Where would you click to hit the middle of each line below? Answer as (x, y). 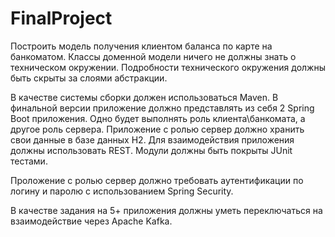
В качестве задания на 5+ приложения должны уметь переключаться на (166, 210)
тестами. (29, 161)
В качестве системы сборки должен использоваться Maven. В (144, 97)
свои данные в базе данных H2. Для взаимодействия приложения (152, 139)
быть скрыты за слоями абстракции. (89, 78)
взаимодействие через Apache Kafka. (91, 221)
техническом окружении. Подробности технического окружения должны (168, 67)
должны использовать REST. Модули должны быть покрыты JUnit (151, 150)
